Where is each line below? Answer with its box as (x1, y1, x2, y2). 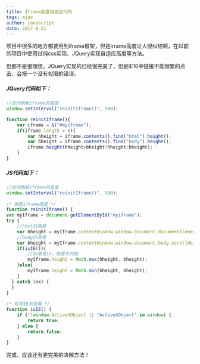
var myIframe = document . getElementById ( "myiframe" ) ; (6, 212, 143, 218)
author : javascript (6, 20, 55, 26)
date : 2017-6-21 (6, 25, 46, 32)
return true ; (27, 317, 60, 323)
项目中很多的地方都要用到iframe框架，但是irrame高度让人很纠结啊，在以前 (6, 42, 189, 50)
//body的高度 (17, 234, 46, 240)
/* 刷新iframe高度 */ (6, 201, 57, 207)
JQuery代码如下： (6, 85, 52, 92)
